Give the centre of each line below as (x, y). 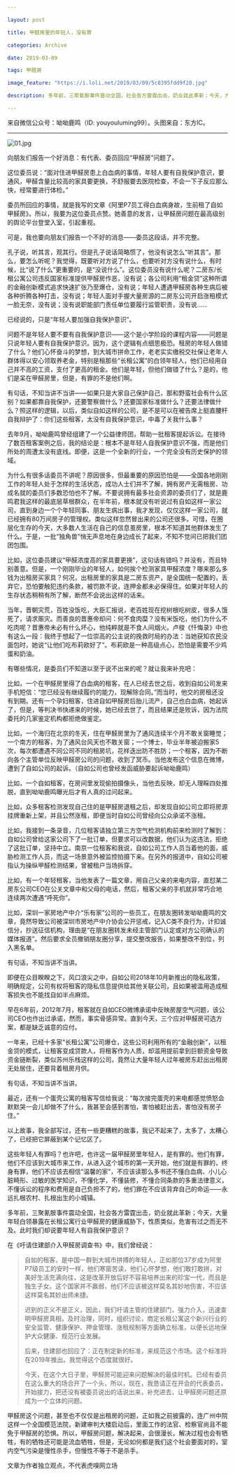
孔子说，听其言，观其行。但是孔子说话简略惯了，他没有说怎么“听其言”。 (111, 252)
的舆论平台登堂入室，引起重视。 (53, 222)
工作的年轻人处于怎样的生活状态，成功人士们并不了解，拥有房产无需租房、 (114, 484)
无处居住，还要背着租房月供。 (50, 1068)
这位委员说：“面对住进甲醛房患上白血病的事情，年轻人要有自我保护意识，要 (116, 172)
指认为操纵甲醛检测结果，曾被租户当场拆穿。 (72, 865)
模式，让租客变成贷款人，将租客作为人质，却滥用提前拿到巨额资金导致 (127, 1050)
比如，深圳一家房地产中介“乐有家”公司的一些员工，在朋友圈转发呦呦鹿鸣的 (114, 912)
